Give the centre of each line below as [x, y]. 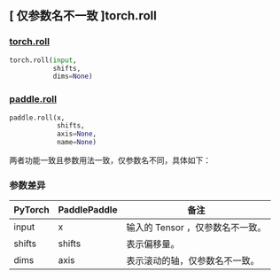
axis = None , [77, 134]
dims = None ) [73, 77]
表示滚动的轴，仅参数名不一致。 [193, 261]
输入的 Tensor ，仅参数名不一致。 [196, 228]
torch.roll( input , [43, 60]
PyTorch [32, 210]
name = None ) [77, 143]
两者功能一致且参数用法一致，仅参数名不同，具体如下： [110, 160]
